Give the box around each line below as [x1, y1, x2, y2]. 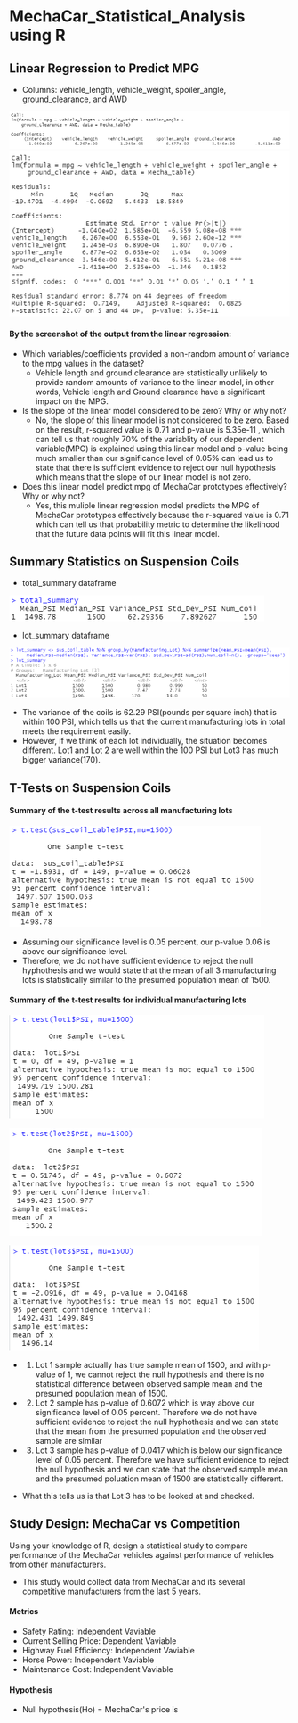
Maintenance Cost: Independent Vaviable [21, 1664, 173, 1675]
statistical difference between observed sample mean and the [35, 1379, 262, 1389]
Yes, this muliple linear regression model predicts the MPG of [35, 499, 260, 510]
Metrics [9, 1606, 39, 1617]
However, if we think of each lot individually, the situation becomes [21, 736, 268, 746]
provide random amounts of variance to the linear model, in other [35, 376, 275, 387]
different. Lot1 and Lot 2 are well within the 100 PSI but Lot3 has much [21, 745, 278, 755]
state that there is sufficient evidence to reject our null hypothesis [35, 462, 276, 473]
